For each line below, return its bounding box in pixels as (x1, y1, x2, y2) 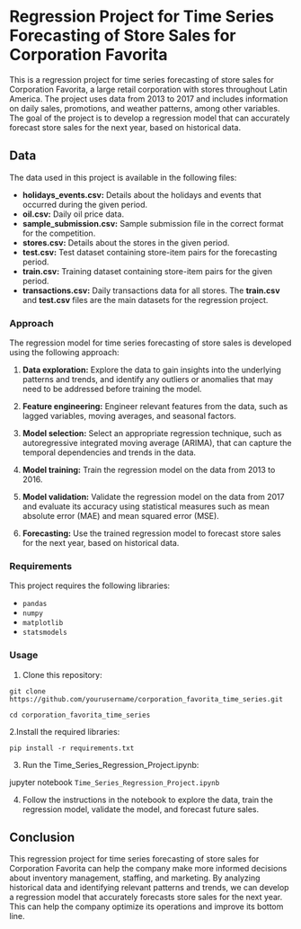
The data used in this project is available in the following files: (9, 172, 237, 183)
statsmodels (22, 628, 67, 638)
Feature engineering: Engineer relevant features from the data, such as (22, 401, 288, 412)
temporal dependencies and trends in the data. (22, 447, 196, 458)
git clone (9, 686, 47, 696)
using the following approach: (9, 347, 120, 358)
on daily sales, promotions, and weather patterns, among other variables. (9, 103, 280, 113)
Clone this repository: (22, 669, 102, 680)
